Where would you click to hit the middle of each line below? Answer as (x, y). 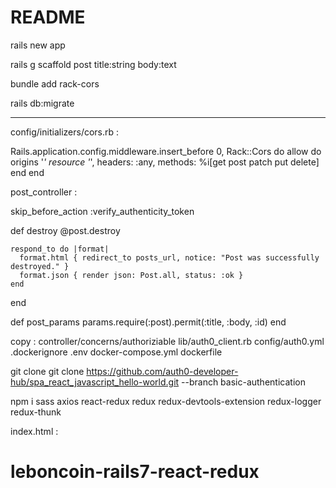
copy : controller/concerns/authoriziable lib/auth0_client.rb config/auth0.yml (167, 341)
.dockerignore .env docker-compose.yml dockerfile (116, 352)
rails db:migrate (42, 103)
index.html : (34, 431)
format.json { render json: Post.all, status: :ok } (131, 275)
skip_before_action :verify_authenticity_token (102, 211)
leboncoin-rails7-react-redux (135, 472)
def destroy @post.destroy (65, 230)
